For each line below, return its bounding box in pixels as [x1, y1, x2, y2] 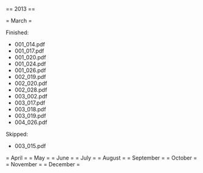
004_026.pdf [14, 119, 48, 126]
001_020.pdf [14, 54, 46, 61]
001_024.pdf [14, 61, 46, 67]
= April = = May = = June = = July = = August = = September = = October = [6, 154, 197, 161]
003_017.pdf [14, 99, 45, 106]
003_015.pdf [14, 142, 46, 149]
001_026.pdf [14, 67, 46, 74]
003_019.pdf [14, 112, 46, 119]
